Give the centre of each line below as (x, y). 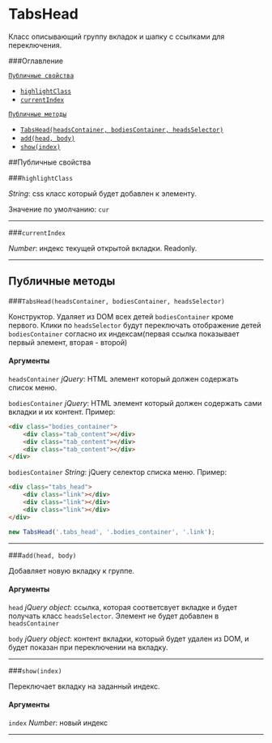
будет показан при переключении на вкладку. (88, 647)
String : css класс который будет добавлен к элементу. (102, 193)
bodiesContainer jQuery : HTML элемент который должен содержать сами (135, 403)
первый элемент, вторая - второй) (68, 342)
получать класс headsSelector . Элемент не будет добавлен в (114, 616)
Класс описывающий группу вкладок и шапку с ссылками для (117, 36)
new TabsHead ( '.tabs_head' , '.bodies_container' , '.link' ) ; (112, 532)
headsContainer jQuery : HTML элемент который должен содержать (123, 378)
